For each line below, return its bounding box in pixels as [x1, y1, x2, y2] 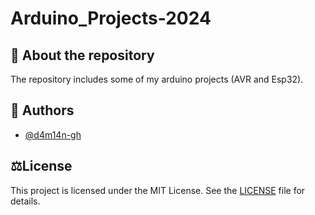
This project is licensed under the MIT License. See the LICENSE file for [10, 184, 306, 196]
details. [10, 195, 41, 207]
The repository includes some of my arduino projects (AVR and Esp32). [10, 73, 304, 85]
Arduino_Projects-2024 [10, 7, 212, 30]
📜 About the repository [10, 47, 155, 64]
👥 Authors [10, 102, 75, 119]
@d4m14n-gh [24, 128, 82, 141]
